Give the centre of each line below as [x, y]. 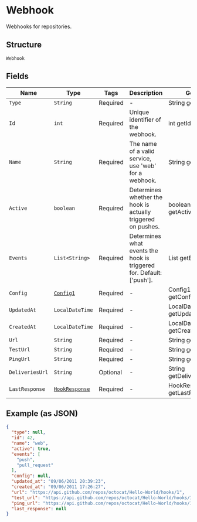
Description [146, 93]
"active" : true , [31, 449]
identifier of [145, 120]
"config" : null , [31, 476]
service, [140, 158]
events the [144, 251]
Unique [139, 112]
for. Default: [146, 272]
